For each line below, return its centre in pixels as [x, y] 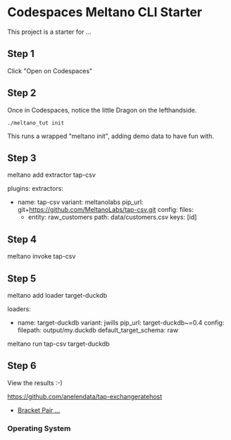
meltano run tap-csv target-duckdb [59, 344]
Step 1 [21, 54]
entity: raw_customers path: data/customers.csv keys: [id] [112, 217]
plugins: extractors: [35, 189]
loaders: [19, 309]
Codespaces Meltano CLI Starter [105, 12]
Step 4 [22, 239]
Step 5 [22, 278]
